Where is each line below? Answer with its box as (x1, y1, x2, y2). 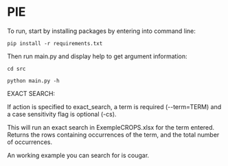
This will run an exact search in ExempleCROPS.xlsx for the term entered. (7, 123, 215, 131)
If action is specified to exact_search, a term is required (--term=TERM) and (7, 102, 222, 110)
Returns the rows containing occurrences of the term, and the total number (7, 130, 220, 139)
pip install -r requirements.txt (7, 40, 103, 47)
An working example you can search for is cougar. (7, 151, 150, 159)
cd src (7, 65, 26, 72)
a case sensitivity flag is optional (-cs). (7, 110, 117, 118)
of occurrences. (7, 138, 53, 146)
